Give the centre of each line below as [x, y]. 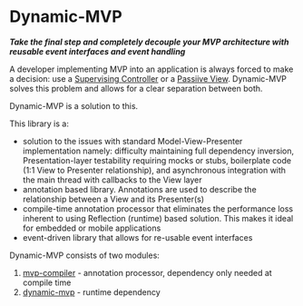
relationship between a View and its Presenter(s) [113, 199]
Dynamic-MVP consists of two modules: [85, 255]
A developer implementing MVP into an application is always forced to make [151, 69]
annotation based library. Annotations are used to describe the [139, 189]
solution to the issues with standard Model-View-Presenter [132, 141]
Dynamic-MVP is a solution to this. [74, 105]
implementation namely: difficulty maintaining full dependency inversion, [158, 151]
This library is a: [39, 123]
